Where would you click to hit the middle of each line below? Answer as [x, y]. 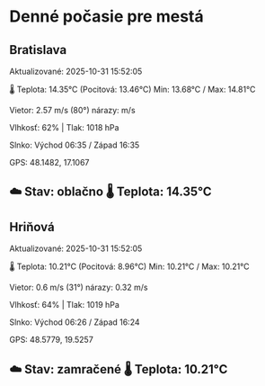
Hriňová [32, 227]
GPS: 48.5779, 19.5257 [52, 340]
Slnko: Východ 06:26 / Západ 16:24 [75, 322]
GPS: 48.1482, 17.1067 [49, 162]
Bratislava [38, 50]
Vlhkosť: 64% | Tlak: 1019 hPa [64, 305]
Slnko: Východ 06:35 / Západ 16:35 [75, 145]
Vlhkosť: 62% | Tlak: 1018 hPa [64, 127]
